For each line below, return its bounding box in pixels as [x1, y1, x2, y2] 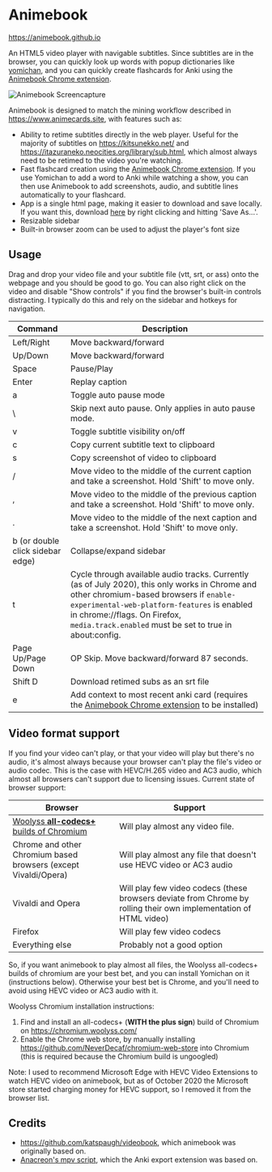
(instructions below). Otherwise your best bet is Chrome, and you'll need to [8, 977, 259, 987]
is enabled [213, 599, 253, 610]
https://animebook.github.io [8, 32, 101, 42]
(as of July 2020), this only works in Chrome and [70, 578, 257, 590]
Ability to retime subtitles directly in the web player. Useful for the [19, 130, 239, 139]
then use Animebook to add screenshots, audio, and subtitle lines [19, 181, 239, 191]
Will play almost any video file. [118, 820, 235, 832]
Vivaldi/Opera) [12, 869, 68, 880]
